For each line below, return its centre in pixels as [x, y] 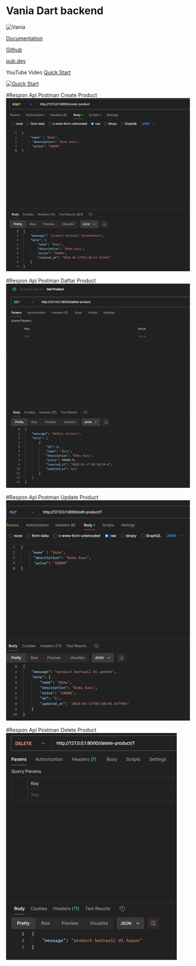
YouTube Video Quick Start [38, 72]
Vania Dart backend [55, 11]
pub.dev [16, 61]
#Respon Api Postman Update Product [52, 497]
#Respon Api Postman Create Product [52, 95]
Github [14, 49]
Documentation [24, 38]
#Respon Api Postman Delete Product [51, 730]
